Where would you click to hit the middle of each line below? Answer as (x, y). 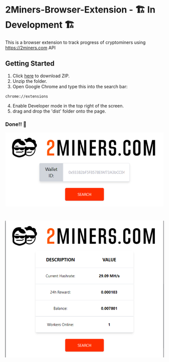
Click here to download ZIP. (41, 76)
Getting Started (30, 64)
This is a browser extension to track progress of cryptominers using (75, 42)
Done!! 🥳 (16, 124)
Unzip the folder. (30, 81)
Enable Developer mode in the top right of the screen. (68, 106)
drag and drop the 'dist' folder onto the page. (59, 111)
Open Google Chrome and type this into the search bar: (70, 86)
